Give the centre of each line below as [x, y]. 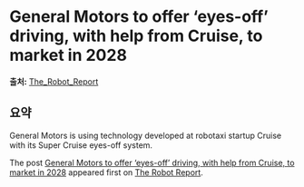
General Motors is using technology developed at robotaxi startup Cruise [146, 135]
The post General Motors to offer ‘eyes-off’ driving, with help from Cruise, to [152, 162]
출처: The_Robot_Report [54, 81]
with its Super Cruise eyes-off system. [81, 145]
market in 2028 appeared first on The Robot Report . [107, 172]
